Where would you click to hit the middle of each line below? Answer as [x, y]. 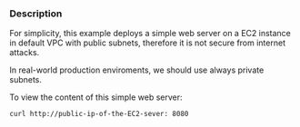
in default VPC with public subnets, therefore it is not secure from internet [148, 43]
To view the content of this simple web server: [96, 97]
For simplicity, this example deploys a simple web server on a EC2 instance [150, 34]
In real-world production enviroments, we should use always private [137, 70]
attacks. [25, 53]
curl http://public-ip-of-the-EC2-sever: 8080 [99, 114]
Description [36, 14]
